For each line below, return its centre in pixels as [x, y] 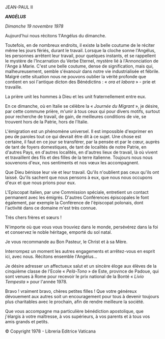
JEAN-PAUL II [19, 7]
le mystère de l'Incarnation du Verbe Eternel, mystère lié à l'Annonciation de [82, 61]
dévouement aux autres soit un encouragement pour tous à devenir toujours [82, 296]
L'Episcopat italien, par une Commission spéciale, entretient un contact [77, 192]
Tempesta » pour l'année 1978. [36, 282]
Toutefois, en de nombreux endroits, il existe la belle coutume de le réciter [80, 45]
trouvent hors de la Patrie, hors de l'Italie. [47, 122]
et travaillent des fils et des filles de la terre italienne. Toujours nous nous [79, 157]
